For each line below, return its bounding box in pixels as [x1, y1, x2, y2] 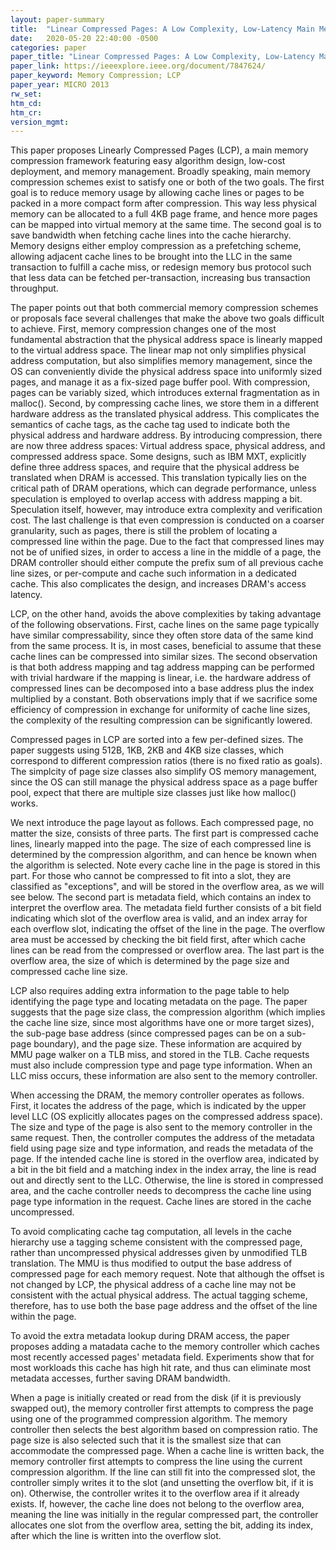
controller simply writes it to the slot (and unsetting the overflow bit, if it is [10, 1477, 314, 1489]
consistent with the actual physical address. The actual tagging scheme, [10, 1289, 308, 1301]
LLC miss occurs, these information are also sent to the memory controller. [10, 1070, 318, 1082]
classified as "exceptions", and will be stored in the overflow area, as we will [10, 881, 325, 893]
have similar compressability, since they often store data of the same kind [10, 629, 314, 641]
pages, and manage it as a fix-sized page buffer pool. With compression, [10, 376, 311, 388]
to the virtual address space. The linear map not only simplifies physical [10, 344, 307, 356]
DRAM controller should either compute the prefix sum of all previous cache [10, 557, 324, 569]
